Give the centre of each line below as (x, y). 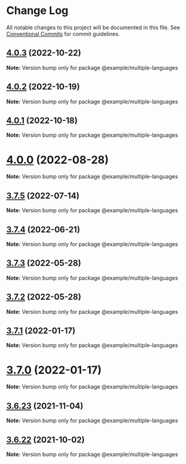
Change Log (37, 11)
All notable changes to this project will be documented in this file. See (93, 27)
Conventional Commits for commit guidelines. (63, 33)
